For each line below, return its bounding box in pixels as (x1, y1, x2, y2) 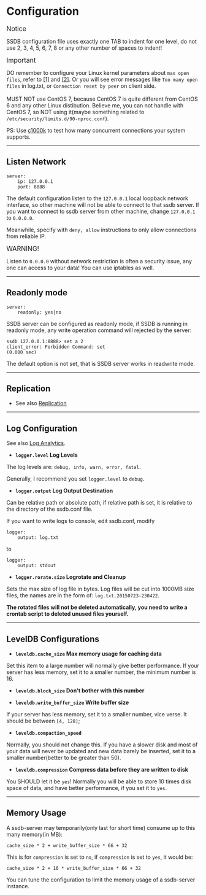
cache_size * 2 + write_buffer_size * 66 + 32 (6, 842, 128, 848)
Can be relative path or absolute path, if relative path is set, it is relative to (6, 499, 193, 506)
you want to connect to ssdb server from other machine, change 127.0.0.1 (6, 207, 196, 215)
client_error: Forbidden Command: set (6, 344, 105, 350)
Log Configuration (6, 423, 78, 433)
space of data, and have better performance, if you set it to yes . (6, 785, 167, 791)
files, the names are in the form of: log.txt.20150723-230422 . (6, 592, 159, 599)
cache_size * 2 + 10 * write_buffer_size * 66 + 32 (6, 865, 141, 871)
